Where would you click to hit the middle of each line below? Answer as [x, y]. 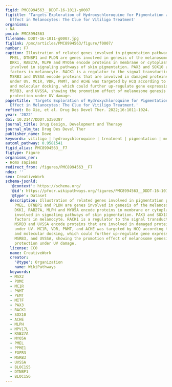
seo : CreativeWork [25, 177]
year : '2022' [19, 115]
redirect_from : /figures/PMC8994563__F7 [49, 167]
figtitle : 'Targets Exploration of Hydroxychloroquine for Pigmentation [84, 15]
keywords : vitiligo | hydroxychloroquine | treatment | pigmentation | [83, 139]
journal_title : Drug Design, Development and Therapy [64, 124]
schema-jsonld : [21, 181]
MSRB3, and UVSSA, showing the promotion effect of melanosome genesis [88, 91]
